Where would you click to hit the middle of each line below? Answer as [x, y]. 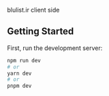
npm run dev [24, 60]
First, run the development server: [55, 48]
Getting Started [41, 31]
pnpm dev [19, 86]
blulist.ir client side [33, 10]
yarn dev [19, 73]
